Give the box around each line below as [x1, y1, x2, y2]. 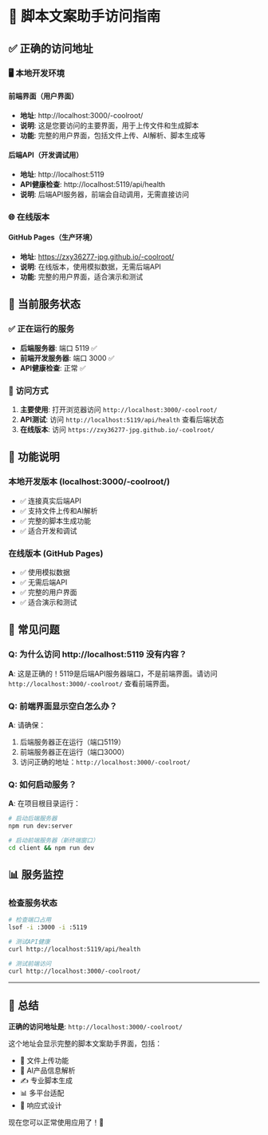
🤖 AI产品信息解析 [19, 1066, 76, 1075]
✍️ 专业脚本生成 [19, 1075, 73, 1085]
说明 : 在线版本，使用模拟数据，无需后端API [19, 262, 162, 272]
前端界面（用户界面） [8, 91, 78, 101]
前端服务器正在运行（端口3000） [19, 747, 129, 756]
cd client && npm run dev [8, 843, 94, 851]
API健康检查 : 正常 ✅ [19, 363, 86, 372]
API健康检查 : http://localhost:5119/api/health [19, 179, 166, 189]
